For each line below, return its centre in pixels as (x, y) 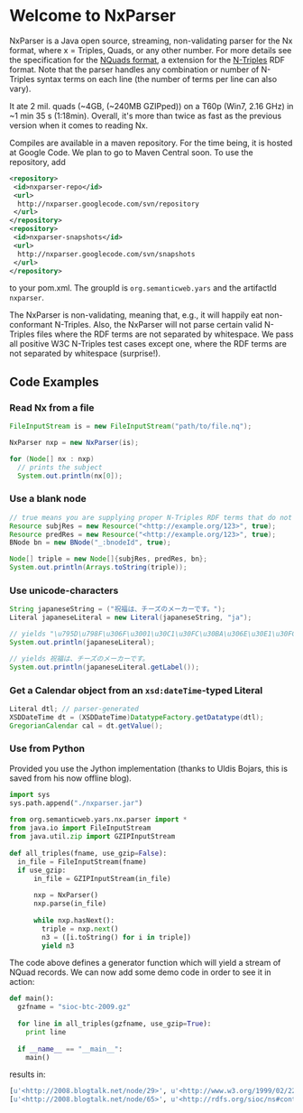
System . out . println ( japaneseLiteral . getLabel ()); (105, 667)
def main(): (32, 998)
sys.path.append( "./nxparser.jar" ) (76, 803)
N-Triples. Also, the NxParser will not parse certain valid (159, 325)
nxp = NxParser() (66, 895)
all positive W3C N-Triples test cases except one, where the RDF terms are (148, 344)
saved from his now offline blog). (71, 778)
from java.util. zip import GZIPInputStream (92, 837)
